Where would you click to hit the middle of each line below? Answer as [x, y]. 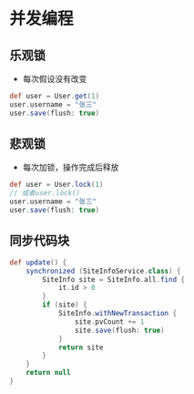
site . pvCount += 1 [109, 321]
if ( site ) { [65, 305]
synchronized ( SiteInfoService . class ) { [103, 271]
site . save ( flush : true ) [120, 330]
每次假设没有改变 [55, 79]
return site [81, 347]
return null [48, 373]
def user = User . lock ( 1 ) [56, 185]
